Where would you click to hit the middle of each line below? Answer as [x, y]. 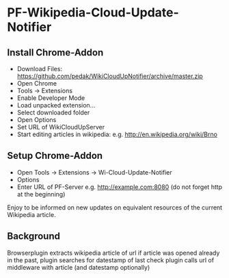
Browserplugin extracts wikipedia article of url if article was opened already [113, 253]
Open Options [37, 120]
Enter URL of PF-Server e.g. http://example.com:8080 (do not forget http [120, 187]
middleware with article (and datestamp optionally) [79, 267]
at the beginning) [41, 194]
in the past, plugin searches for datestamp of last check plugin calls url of [110, 260]
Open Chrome [37, 83]
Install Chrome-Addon [55, 52]
